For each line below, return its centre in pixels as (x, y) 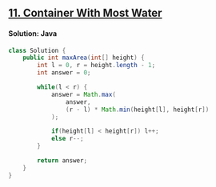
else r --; (67, 139)
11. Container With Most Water (85, 13)
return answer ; (62, 161)
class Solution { (37, 50)
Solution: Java (33, 33)
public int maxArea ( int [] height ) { (84, 58)
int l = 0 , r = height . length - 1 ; (96, 66)
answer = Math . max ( (83, 94)
